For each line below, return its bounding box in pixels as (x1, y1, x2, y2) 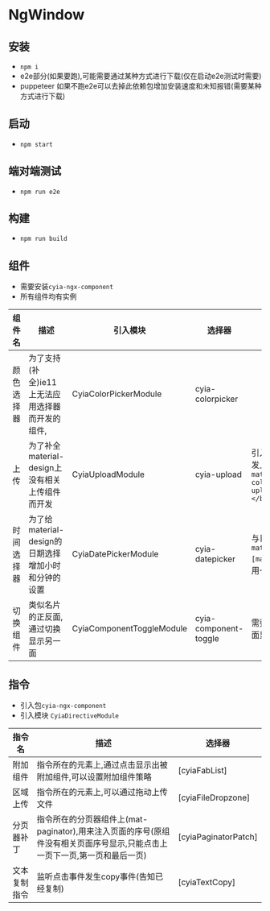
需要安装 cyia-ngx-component (19, 282, 114, 292)
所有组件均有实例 (19, 292, 77, 301)
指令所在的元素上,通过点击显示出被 (36, 760, 168, 771)
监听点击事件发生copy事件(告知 (36, 872, 156, 883)
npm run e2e (19, 188, 60, 196)
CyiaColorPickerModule (72, 388, 162, 400)
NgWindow (8, 6, 85, 24)
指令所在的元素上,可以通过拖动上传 (36, 787, 168, 798)
